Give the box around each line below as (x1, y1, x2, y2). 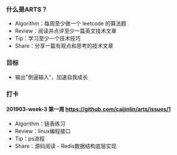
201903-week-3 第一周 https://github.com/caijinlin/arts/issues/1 (6, 106, 171, 113)
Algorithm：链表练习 (14, 120, 66, 127)
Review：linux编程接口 (14, 127, 71, 135)
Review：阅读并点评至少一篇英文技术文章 (14, 27, 117, 35)
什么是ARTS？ (6, 5, 48, 13)
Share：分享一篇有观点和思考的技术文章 (14, 42, 114, 49)
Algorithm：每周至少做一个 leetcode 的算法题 (14, 20, 127, 27)
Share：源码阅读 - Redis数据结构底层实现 (14, 142, 117, 150)
